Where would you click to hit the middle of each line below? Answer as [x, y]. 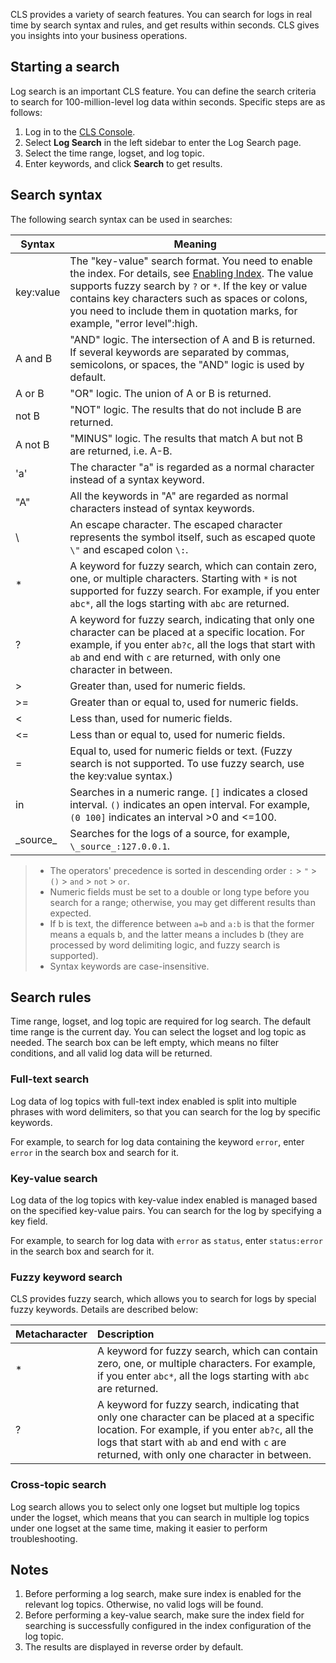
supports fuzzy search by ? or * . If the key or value [188, 286]
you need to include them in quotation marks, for [183, 311]
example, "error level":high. [133, 323]
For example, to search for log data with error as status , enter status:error [166, 1241]
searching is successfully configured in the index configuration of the [168, 1626]
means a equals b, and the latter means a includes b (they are [177, 934]
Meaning [195, 244]
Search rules [51, 997]
